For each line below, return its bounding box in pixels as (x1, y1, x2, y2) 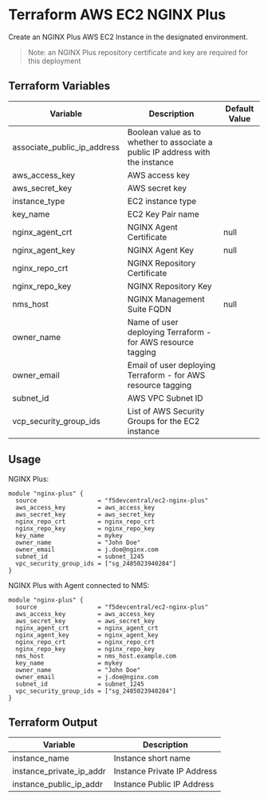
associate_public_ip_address (12, 142, 120, 153)
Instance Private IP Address (113, 766, 218, 777)
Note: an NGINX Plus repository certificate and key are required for (27, 47, 249, 57)
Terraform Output (8, 715, 98, 729)
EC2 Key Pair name (127, 208, 199, 219)
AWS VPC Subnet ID (127, 392, 203, 403)
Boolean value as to (127, 126, 202, 138)
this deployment (27, 56, 81, 66)
